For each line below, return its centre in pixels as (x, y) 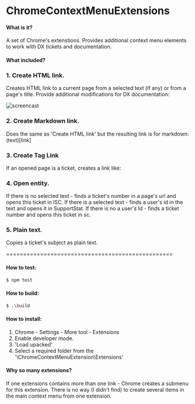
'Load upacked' (33, 344)
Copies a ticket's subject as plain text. (52, 243)
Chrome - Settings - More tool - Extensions (67, 332)
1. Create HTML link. (35, 75)
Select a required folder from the (54, 351)
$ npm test (19, 280)
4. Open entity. (28, 183)
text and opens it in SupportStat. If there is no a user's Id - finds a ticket (93, 208)
